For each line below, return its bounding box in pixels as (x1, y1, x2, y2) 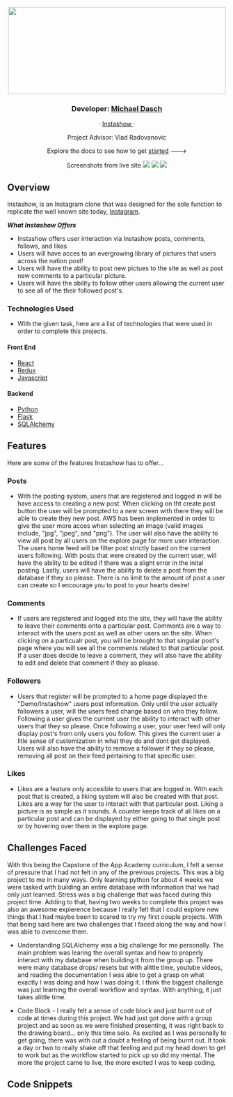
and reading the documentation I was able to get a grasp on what (17, 971, 204, 979)
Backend (7, 390, 33, 398)
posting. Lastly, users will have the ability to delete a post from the (17, 566, 207, 574)
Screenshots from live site (66, 161, 141, 170)
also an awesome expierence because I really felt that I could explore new (7, 905, 219, 913)
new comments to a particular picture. (17, 272, 127, 280)
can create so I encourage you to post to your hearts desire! (17, 580, 190, 589)
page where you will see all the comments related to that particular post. (17, 644, 225, 652)
